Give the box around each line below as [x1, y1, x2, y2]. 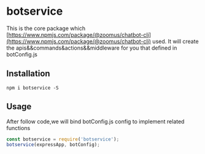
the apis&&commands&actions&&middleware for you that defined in [6, 44, 177, 52]
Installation [6, 69, 50, 79]
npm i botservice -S [6, 85, 60, 91]
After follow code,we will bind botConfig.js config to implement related [6, 118, 185, 125]
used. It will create [152, 37, 199, 45]
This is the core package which [6, 25, 86, 32]
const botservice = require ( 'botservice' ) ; [6, 136, 120, 142]
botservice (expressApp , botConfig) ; [6, 142, 100, 148]
